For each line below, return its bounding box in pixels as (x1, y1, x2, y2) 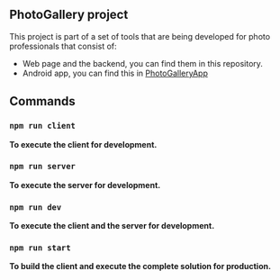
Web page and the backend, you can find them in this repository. (22, 58, 264, 68)
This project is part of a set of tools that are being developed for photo (9, 31, 271, 41)
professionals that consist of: (9, 41, 117, 51)
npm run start (9, 243, 71, 253)
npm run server (9, 161, 77, 172)
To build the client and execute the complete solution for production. (9, 261, 272, 272)
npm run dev (9, 202, 62, 212)
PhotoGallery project (9, 7, 129, 23)
